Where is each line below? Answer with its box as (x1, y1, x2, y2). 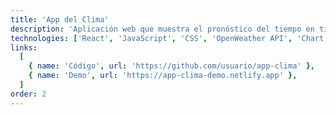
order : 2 (10, 89, 47, 99)
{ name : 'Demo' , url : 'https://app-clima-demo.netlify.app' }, (28, 71, 298, 81)
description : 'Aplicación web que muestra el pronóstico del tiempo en (10, 24, 315, 34)
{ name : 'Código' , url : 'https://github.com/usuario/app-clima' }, (28, 61, 315, 71)
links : (10, 42, 38, 53)
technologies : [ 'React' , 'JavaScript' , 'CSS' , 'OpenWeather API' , (10, 33, 293, 43)
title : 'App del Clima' (10, 14, 110, 25)
